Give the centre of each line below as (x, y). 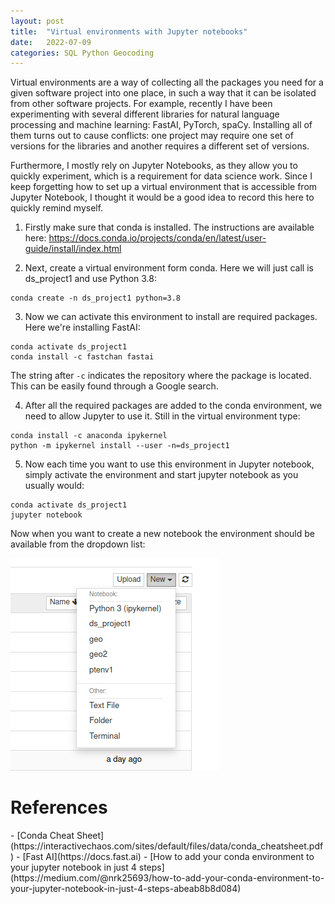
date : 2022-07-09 (51, 42)
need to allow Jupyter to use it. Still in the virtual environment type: (162, 416)
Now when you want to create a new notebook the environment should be (162, 534)
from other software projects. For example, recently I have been (141, 104)
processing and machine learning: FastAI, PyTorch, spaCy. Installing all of (161, 125)
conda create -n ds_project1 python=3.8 (96, 298)
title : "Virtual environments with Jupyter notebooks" (129, 31)
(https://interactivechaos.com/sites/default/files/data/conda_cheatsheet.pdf (167, 846)
